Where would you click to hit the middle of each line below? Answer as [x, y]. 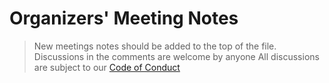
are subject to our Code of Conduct [107, 67]
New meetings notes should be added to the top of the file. [155, 46]
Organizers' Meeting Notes [124, 18]
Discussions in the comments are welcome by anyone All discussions [176, 56]
